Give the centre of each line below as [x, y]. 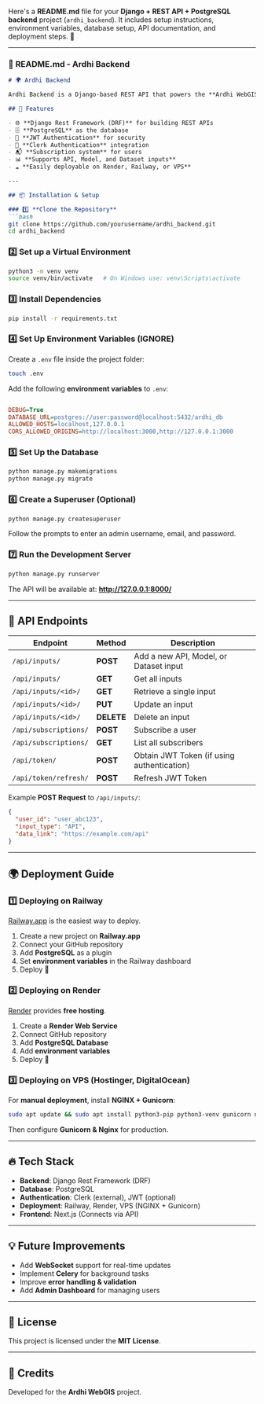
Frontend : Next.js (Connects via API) [79, 1214]
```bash [21, 217]
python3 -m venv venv [44, 271]
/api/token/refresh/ [50, 778]
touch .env [26, 373]
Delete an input [161, 717]
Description [193, 643]
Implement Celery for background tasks [84, 1274]
